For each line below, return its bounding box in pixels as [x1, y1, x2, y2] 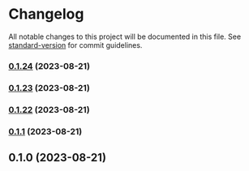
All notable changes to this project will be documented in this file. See [8, 32, 242, 41]
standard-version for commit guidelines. [8, 40, 143, 49]
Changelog [8, 5, 84, 24]
